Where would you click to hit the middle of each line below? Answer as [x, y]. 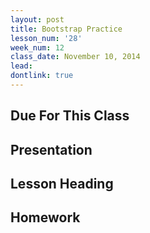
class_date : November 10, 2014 [75, 57]
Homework [45, 217]
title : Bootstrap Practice [66, 29]
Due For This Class [70, 116]
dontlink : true [42, 76]
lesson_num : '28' [46, 38]
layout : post [37, 19]
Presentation [51, 149]
